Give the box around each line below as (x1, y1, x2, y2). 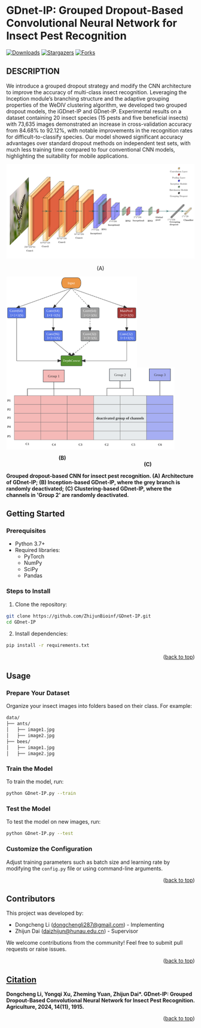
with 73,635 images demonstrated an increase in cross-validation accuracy (6, 120, 192, 128)
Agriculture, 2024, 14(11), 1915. (6, 1003, 84, 1011)
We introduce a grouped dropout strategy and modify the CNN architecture (6, 82, 191, 89)
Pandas (23, 572, 43, 579)
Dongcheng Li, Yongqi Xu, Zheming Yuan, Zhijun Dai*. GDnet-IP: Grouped (6, 990, 193, 998)
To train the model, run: (6, 778, 64, 785)
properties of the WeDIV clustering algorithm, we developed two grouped (6, 101, 187, 108)
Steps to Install (6, 587, 51, 595)
